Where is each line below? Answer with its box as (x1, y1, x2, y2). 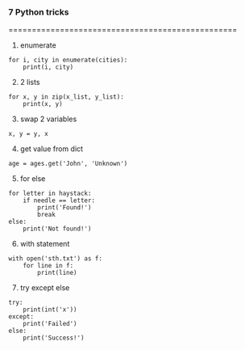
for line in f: (23, 262, 74, 270)
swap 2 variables (19, 114, 77, 124)
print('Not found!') (23, 225, 92, 233)
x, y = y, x (8, 130, 48, 138)
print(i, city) (23, 63, 74, 71)
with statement (19, 239, 70, 249)
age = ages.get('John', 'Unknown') (8, 160, 128, 168)
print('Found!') (37, 204, 92, 212)
